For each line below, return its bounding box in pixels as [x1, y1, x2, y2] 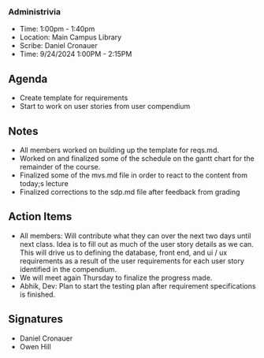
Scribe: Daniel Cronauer [19, 41, 98, 50]
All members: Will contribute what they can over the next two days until [19, 231, 251, 241]
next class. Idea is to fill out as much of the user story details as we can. [19, 239, 254, 248]
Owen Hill [19, 341, 51, 351]
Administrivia [8, 6, 61, 17]
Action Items [8, 210, 73, 223]
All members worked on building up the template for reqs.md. [19, 145, 219, 155]
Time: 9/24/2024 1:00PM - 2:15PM [19, 50, 132, 59]
